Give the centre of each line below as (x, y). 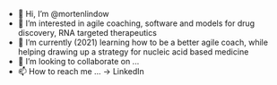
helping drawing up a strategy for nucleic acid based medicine (133, 52)
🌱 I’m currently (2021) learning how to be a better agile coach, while (143, 42)
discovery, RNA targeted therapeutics (87, 33)
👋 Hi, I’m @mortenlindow (63, 14)
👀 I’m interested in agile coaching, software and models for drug (136, 23)
